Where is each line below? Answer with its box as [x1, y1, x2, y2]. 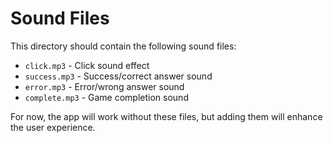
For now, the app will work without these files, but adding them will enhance [10, 110, 323, 122]
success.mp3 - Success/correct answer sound [24, 70, 213, 82]
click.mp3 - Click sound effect [24, 59, 150, 71]
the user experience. [10, 121, 96, 133]
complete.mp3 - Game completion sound [24, 91, 189, 103]
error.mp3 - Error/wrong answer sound [24, 80, 185, 92]
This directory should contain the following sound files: [10, 40, 237, 52]
